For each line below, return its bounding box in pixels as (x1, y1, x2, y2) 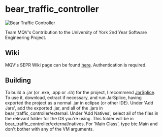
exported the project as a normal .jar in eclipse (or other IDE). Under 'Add (5, 100, 154, 105)
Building (5, 76, 31, 85)
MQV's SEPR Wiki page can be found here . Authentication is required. (5, 62, 147, 68)
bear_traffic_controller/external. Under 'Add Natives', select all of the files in (5, 110, 159, 116)
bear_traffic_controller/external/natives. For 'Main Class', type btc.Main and (5, 121, 158, 127)
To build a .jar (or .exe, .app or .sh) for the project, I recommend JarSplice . (5, 89, 156, 95)
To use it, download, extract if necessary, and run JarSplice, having (5, 95, 142, 101)
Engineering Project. (5, 34, 47, 40)
